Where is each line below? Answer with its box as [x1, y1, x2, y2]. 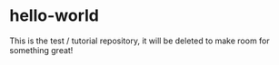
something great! [9, 44, 74, 55]
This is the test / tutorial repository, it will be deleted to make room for [9, 35, 270, 46]
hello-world [9, 5, 100, 26]
